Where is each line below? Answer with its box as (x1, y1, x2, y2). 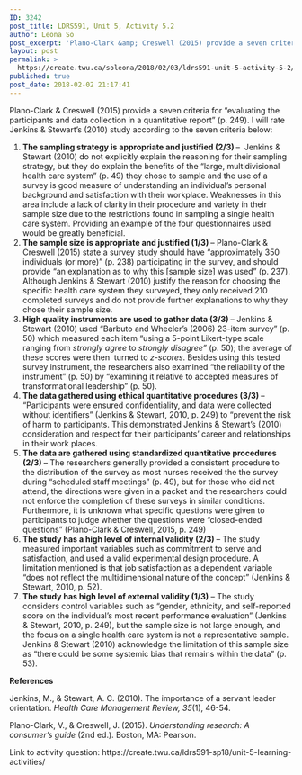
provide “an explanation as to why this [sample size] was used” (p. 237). (22, 266, 290, 276)
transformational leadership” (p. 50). (22, 380, 157, 392)
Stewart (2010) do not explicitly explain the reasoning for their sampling (22, 150, 288, 162)
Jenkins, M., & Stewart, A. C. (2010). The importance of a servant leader (9, 692, 277, 703)
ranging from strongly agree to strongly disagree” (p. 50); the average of (22, 342, 292, 353)
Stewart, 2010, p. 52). (22, 581, 102, 592)
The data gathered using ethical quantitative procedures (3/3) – (22, 390, 265, 401)
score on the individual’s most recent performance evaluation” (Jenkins (22, 609, 288, 621)
